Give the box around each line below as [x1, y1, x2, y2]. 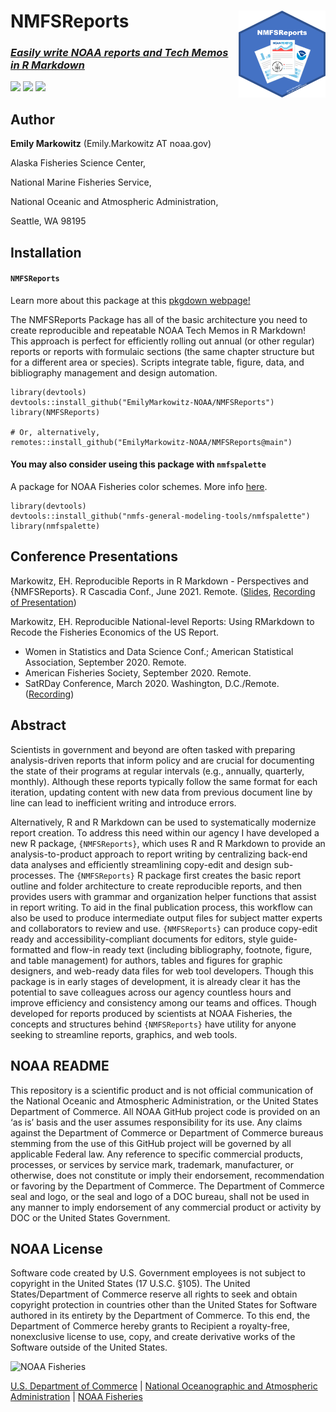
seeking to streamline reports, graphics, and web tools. [10, 1028, 238, 1040]
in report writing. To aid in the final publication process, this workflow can [10, 901, 313, 913]
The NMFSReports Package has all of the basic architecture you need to [10, 313, 308, 325]
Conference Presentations [10, 548, 178, 565]
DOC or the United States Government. [10, 1211, 171, 1224]
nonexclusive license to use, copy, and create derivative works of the [10, 1331, 296, 1343]
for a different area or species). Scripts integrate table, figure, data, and [10, 356, 305, 368]
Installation [10, 244, 82, 261]
